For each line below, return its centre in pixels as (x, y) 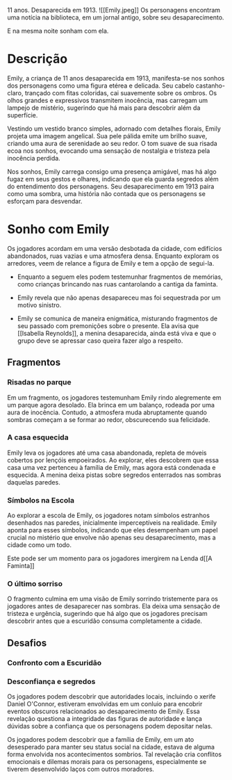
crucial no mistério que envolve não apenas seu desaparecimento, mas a (112, 537)
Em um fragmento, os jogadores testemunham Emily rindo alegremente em (114, 397)
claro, (15, 92)
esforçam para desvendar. (45, 201)
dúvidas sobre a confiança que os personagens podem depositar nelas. (110, 726)
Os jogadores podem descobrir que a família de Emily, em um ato (101, 740)
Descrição (38, 59)
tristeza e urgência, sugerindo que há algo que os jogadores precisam (108, 614)
